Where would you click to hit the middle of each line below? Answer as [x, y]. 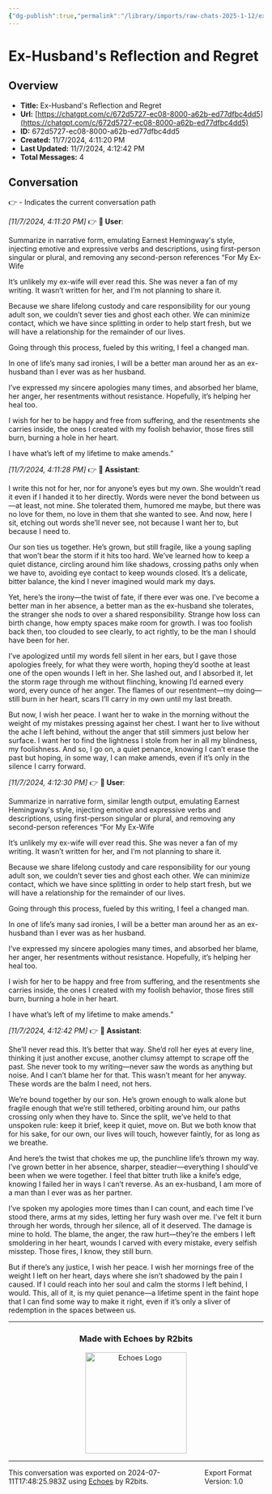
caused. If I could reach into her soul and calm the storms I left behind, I [128, 1284]
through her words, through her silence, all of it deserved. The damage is [130, 1226]
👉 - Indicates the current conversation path [82, 203]
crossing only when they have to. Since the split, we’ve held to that [120, 1117]
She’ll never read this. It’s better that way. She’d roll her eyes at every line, [131, 1049]
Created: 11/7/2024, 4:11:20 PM [72, 139]
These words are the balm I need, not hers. [80, 1084]
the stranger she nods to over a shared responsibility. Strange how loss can [134, 615]
